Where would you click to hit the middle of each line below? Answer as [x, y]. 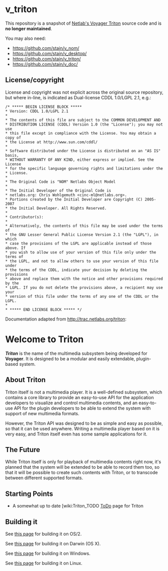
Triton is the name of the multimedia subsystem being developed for [76, 353]
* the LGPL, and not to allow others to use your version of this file [82, 261]
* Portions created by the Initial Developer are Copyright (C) [74, 199]
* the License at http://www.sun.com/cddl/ [52, 142]
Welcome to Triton [45, 339]
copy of [13, 138]
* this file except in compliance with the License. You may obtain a [81, 133]
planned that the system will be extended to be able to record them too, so [82, 467]
